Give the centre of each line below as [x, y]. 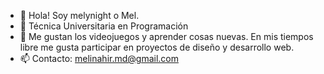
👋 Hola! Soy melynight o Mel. [79, 15]
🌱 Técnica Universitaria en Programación [104, 26]
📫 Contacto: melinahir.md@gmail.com [99, 58]
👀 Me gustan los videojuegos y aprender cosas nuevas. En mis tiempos [166, 36]
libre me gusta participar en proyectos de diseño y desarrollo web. [157, 47]
